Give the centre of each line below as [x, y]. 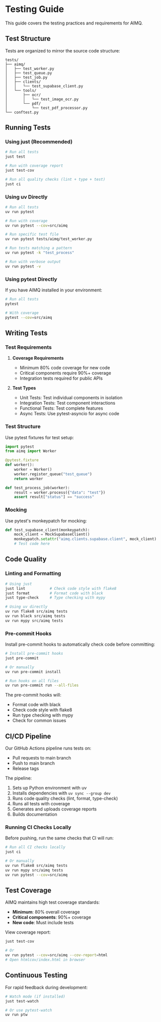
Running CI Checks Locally [38, 827]
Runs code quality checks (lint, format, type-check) [65, 798]
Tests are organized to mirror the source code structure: [63, 50]
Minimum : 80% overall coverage [46, 912]
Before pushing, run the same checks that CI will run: [59, 838]
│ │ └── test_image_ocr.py [42, 99]
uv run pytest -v [23, 266]
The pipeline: [19, 778]
